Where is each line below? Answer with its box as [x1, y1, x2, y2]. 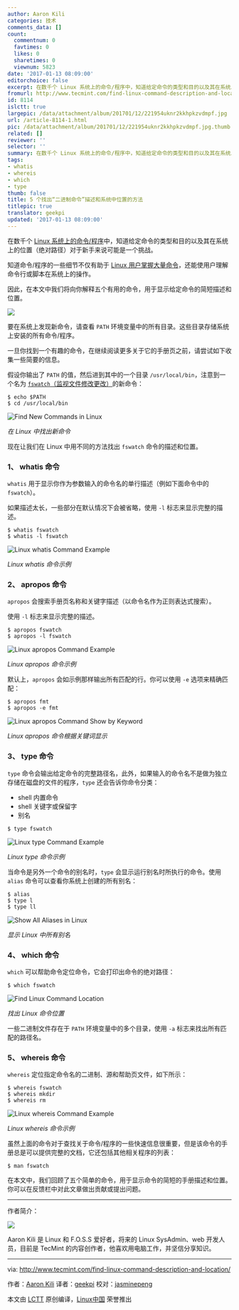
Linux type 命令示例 [7, 852, 65, 860]
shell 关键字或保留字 [17, 802, 78, 811]
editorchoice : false [7, 76, 69, 84]
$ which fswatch [7, 982, 55, 989]
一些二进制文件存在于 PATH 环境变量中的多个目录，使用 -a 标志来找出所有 [7, 1024, 221, 1032]
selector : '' [7, 143, 46, 151]
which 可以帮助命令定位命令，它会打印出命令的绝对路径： [7, 968, 175, 976]
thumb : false [7, 190, 46, 197]
